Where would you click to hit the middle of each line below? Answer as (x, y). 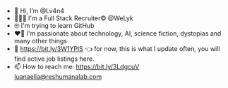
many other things (40, 41)
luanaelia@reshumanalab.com (58, 76)
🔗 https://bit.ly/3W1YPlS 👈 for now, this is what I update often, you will (117, 49)
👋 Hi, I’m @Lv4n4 (39, 11)
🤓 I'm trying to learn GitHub (54, 25)
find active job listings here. (54, 59)
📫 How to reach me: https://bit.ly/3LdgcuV (77, 67)
